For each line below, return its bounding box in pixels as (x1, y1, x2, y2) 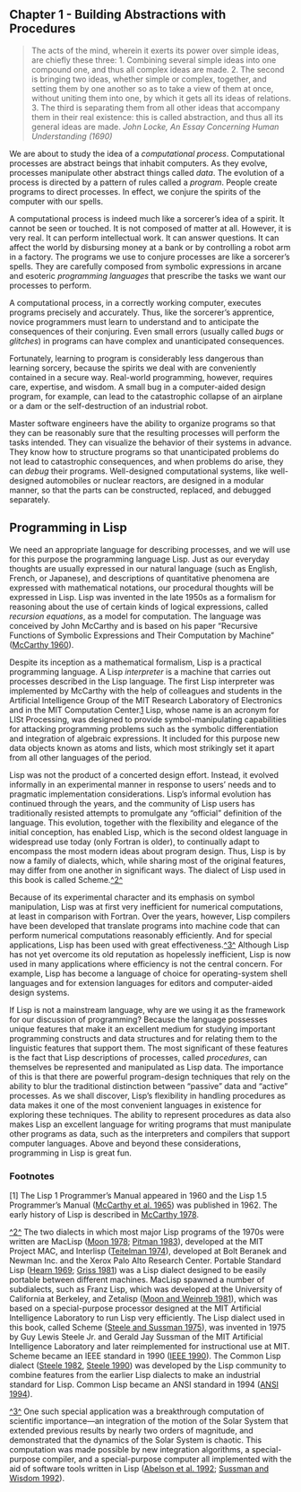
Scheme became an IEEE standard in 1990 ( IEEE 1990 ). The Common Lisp (9, 1350, 281, 1361)
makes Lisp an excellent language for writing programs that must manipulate (9, 1119, 292, 1130)
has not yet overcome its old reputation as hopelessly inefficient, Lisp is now (9, 948, 291, 959)
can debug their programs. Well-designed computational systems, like (9, 466, 269, 476)
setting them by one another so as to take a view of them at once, (30, 83, 274, 93)
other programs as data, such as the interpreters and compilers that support (9, 1128, 290, 1139)
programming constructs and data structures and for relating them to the (9, 1033, 278, 1043)
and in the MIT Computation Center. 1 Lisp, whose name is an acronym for (9, 704, 279, 715)
